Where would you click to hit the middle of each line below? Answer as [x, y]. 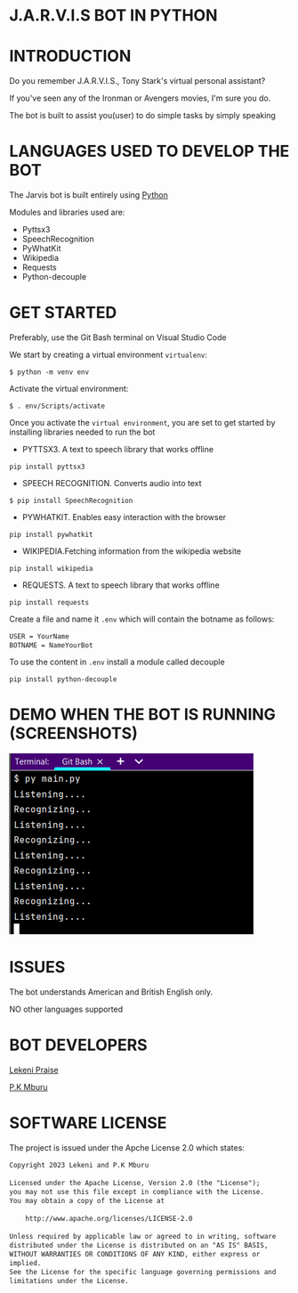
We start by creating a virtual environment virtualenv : [108, 354]
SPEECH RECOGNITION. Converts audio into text [112, 483]
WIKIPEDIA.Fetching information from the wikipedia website [132, 551]
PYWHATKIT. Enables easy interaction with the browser [124, 517]
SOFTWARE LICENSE [88, 1123]
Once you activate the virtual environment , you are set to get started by [142, 423]
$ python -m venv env [49, 372]
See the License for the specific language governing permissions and [143, 1272]
